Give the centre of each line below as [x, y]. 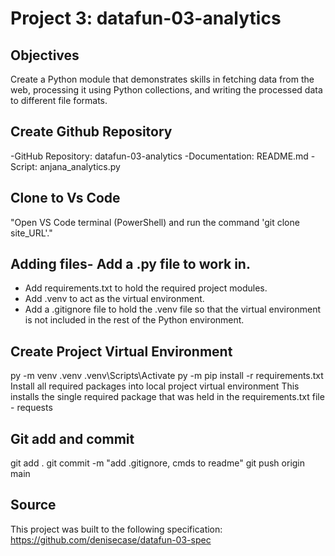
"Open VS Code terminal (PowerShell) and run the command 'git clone [155, 222]
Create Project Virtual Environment [121, 351]
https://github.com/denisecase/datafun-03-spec [111, 539]
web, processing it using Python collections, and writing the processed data [166, 90]
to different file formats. [59, 100]
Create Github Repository [91, 132]
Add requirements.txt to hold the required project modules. [146, 288]
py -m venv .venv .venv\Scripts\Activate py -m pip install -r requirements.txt [167, 376]
